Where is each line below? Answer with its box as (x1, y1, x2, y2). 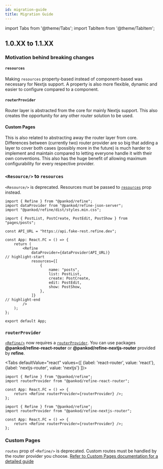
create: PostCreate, (48, 276, 91, 281)
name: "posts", (48, 267, 80, 272)
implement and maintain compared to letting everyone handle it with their (5, 150, 152, 156)
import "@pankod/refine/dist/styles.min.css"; (5, 207, 102, 212)
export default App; (5, 318, 47, 323)
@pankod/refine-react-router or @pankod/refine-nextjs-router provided (5, 345, 156, 351)
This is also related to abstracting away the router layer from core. (5, 135, 138, 141)
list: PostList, (48, 271, 82, 276)
